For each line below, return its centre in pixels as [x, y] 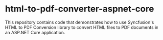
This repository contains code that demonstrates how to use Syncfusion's [80, 22]
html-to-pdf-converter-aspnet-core [80, 9]
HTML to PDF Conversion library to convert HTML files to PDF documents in [82, 27]
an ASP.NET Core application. [35, 32]
